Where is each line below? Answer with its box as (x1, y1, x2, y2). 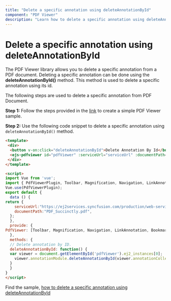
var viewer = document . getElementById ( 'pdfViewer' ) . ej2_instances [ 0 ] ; (10, 251, 163, 257)
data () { (10, 194, 31, 200)
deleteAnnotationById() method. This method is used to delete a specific (5, 77, 160, 83)
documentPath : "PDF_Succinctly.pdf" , (14, 209, 93, 214)
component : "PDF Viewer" (5, 12, 58, 17)
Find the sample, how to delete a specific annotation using (5, 284, 128, 290)
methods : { (10, 237, 33, 242)
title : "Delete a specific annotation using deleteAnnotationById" (5, 7, 152, 13)
